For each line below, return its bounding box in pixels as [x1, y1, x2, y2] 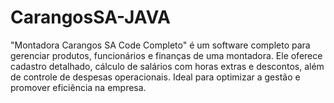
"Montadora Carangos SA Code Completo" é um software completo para [10, 39, 311, 51]
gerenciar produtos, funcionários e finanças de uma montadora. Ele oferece [10, 49, 323, 61]
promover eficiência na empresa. [10, 81, 147, 93]
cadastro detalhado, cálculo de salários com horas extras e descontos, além [10, 60, 325, 72]
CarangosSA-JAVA [10, 6, 172, 29]
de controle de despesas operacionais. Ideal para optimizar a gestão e [10, 71, 301, 83]
